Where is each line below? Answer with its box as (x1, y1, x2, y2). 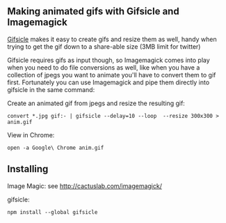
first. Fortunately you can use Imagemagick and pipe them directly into (7, 78, 210, 86)
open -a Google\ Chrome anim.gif (7, 144, 104, 151)
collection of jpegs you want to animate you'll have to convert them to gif (7, 70, 216, 79)
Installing (7, 163, 49, 175)
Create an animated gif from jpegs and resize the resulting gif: (7, 99, 186, 107)
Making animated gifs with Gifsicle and (7, 6, 179, 17)
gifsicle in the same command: (7, 85, 95, 93)
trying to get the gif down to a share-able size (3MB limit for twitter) (7, 42, 201, 51)
